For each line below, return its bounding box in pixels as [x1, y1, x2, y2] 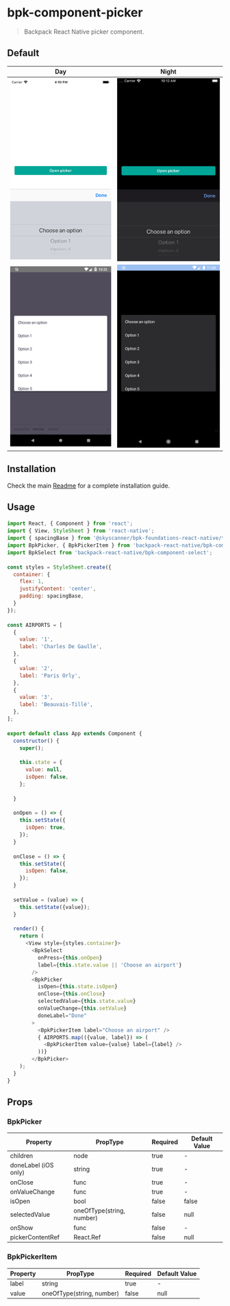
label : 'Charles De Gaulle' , [19, 643, 103, 650]
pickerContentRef [10, 1233, 60, 1241]
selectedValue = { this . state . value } [37, 998, 136, 1005]
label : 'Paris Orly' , [19, 672, 81, 679]
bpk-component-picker [7, 5, 143, 21]
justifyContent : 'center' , [19, 585, 97, 593]
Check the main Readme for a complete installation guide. [7, 482, 170, 490]
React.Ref [73, 1233, 101, 1241]
